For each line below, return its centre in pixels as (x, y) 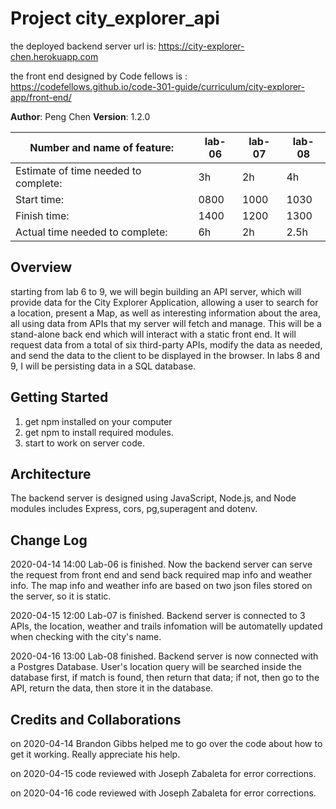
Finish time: (42, 215)
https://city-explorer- (201, 46)
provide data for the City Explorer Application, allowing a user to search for (164, 302)
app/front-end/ (41, 97)
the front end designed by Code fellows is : (99, 76)
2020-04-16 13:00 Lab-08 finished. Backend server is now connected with (164, 656)
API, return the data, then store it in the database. (112, 688)
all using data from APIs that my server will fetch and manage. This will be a (166, 323)
